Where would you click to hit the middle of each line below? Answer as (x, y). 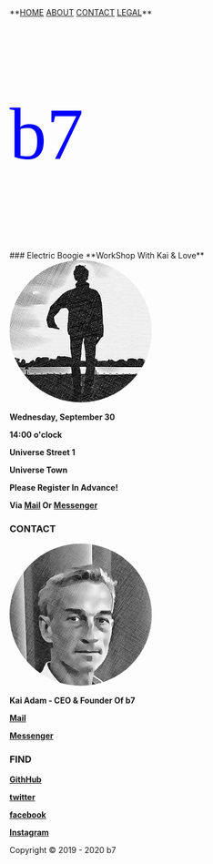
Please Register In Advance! (64, 488)
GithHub (26, 779)
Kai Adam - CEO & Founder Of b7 (72, 701)
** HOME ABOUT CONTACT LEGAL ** (81, 12)
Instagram (30, 832)
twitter (23, 797)
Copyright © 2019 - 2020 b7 (63, 849)
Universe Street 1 (42, 452)
